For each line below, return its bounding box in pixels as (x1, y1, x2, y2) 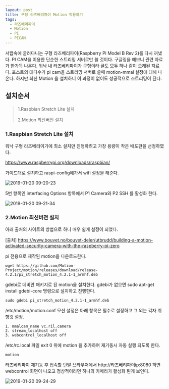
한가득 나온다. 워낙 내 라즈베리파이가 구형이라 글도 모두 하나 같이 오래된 (10, 63, 150, 69)
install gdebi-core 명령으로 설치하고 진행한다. (5, 288, 96, 294)
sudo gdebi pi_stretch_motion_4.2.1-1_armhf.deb (5, 298, 109, 303)
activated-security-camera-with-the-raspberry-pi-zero (5, 243, 120, 249)
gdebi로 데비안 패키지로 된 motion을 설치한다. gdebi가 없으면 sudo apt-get (5, 281, 155, 288)
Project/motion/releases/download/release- (5, 268, 98, 273)
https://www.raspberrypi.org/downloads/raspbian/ (5, 159, 110, 165)
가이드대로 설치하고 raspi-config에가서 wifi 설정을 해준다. (5, 170, 119, 176)
